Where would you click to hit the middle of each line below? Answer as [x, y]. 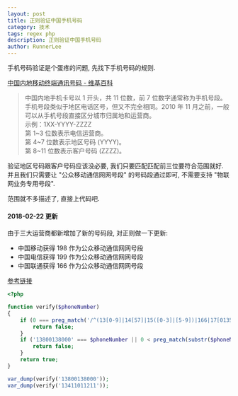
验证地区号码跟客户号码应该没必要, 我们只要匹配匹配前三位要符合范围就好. [116, 166]
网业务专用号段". [31, 184]
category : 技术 [29, 27]
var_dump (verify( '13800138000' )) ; [58, 379]
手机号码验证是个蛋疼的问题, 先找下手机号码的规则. [81, 68]
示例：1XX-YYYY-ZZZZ [58, 124]
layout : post [27, 14]
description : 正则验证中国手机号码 [54, 40]
